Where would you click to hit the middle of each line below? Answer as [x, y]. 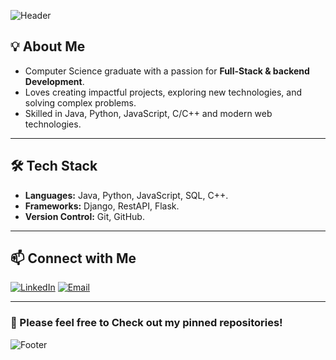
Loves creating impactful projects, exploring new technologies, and [163, 92]
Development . [54, 81]
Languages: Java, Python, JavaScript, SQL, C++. [126, 195]
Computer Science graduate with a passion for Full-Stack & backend [167, 71]
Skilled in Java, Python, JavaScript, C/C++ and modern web [148, 113]
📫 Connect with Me [73, 258]
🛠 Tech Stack [54, 166]
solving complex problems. [80, 102]
